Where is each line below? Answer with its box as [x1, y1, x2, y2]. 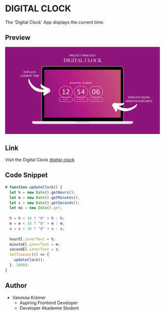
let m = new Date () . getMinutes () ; [9, 195, 80, 200]
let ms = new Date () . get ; [9, 205, 63, 211]
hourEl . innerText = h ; [9, 237, 56, 242]
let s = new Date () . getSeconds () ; [9, 200, 80, 205]
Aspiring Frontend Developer [19, 300, 78, 306]
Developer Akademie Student [19, 305, 80, 311]
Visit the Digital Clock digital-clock [5, 157, 75, 163]
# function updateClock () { [5, 185, 63, 189]
